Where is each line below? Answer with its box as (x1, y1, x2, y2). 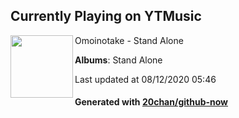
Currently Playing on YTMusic (10, 8, 202, 25)
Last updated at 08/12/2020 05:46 (74, 73, 217, 85)
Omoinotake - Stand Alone (74, 34, 184, 46)
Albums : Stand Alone (74, 54, 163, 66)
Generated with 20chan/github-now (74, 96, 229, 108)
